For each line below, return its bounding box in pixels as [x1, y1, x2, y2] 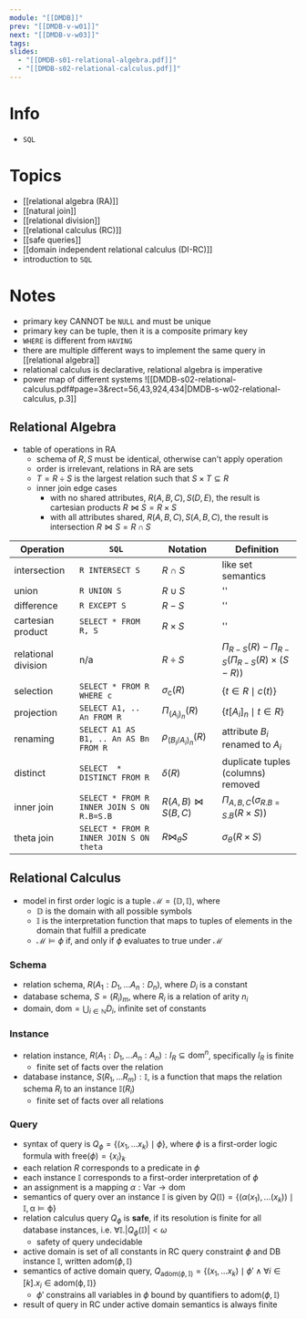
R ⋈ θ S [161, 831, 189, 845]
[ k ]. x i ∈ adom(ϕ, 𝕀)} [22, 1277, 97, 1290]
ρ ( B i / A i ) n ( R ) [161, 731, 207, 747]
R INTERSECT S [78, 565, 141, 575]
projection [14, 706, 57, 719]
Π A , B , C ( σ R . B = [221, 793, 280, 807]
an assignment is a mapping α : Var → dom [22, 1181, 186, 1192]
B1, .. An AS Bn [78, 733, 150, 743]
